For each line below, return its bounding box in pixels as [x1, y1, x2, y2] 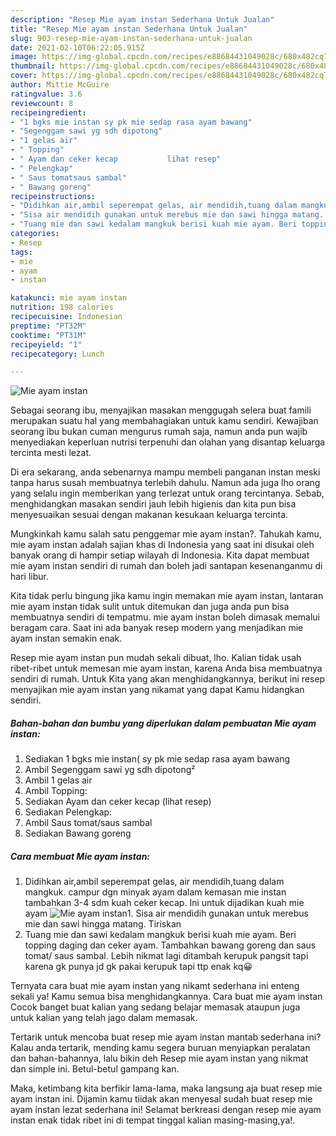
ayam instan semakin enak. [10, 632, 123, 645]
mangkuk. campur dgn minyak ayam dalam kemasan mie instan [24, 886, 287, 898]
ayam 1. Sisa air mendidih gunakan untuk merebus [24, 907, 309, 920]
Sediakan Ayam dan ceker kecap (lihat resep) [24, 796, 212, 808]
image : [10, 52, 38, 62]
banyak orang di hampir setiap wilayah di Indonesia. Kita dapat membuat [10, 549, 310, 561]
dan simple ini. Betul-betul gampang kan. [10, 1063, 180, 1075]
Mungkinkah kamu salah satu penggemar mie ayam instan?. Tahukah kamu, [10, 528, 322, 540]
